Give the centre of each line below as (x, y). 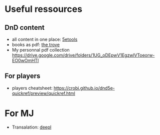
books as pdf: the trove (36, 45)
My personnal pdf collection (41, 50)
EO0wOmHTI (25, 60)
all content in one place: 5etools (45, 39)
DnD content (25, 28)
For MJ (19, 113)
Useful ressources (44, 9)
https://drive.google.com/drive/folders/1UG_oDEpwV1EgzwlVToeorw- (83, 55)
